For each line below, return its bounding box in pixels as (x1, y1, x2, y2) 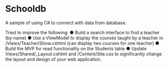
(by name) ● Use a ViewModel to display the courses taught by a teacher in (5, 35, 163, 41)
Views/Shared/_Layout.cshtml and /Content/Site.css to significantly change (5, 51, 162, 57)
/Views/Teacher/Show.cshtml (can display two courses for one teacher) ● (5, 40, 160, 46)
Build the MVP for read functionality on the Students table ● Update (5, 45, 147, 51)
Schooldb (5, 3, 46, 15)
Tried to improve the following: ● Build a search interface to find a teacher (5, 29, 160, 35)
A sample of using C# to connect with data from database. (5, 20, 127, 26)
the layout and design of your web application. (5, 56, 102, 62)
